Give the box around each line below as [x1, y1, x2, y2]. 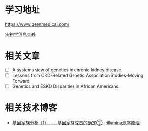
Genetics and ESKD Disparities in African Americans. [12, 83, 120, 89]
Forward [12, 78, 30, 84]
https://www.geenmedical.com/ [5, 21, 70, 27]
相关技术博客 [5, 102, 58, 114]
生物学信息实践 [5, 31, 36, 37]
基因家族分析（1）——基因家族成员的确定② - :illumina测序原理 [12, 120, 140, 126]
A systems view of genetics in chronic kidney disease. [12, 67, 123, 73]
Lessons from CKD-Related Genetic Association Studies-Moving [12, 72, 144, 78]
